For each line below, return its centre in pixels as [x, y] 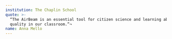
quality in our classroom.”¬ [41, 24]
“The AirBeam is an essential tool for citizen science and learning [85, 19]
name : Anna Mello [24, 29]
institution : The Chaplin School [41, 10]
